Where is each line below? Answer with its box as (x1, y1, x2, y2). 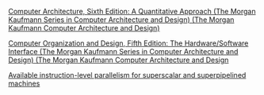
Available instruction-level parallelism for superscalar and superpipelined (8, 71, 247, 79)
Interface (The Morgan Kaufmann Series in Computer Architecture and (8, 47, 239, 56)
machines (8, 79, 40, 88)
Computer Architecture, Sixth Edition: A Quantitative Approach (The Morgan (8, 7, 256, 16)
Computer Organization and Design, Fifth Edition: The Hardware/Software (8, 38, 249, 48)
